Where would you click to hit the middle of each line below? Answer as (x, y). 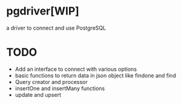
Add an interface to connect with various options (76, 69)
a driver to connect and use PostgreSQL (56, 28)
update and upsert (38, 94)
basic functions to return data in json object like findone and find (96, 75)
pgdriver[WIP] (43, 11)
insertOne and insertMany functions (60, 88)
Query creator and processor (51, 82)
